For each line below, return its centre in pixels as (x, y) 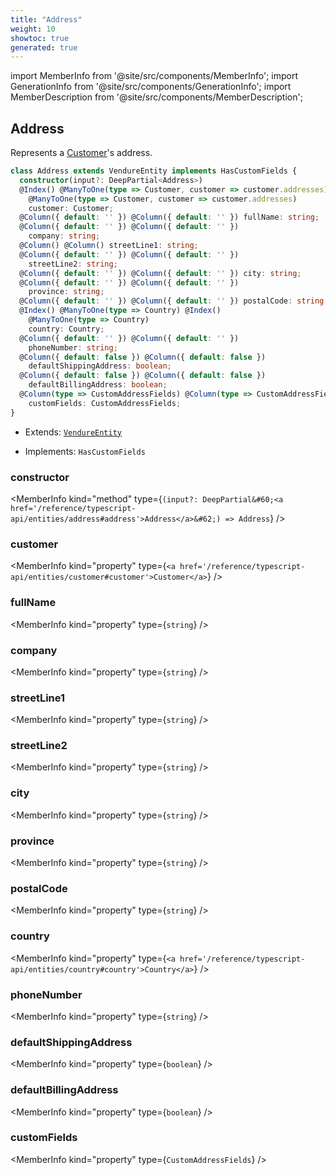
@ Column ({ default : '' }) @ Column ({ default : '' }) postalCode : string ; (174, 301)
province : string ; (66, 292)
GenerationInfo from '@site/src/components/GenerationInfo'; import (151, 87)
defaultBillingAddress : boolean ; (98, 385)
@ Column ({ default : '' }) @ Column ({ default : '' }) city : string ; (160, 273)
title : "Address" (46, 19)
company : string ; (64, 236)
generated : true (44, 47)
